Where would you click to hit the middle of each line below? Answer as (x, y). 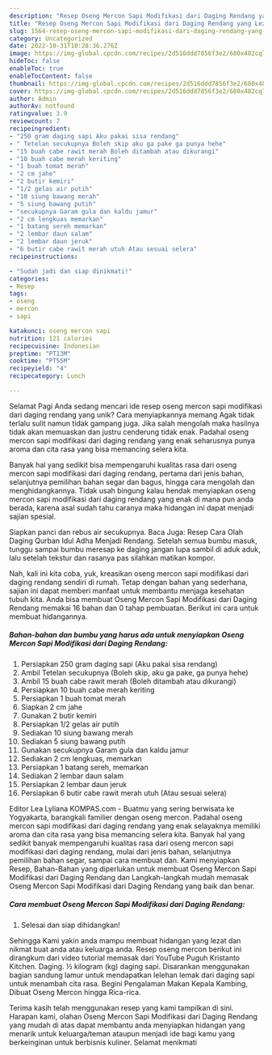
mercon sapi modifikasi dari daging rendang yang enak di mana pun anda (131, 499)
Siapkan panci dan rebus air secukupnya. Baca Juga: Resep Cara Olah (126, 532)
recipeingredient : (40, 129)
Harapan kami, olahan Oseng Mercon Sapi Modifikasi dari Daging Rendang (133, 1016)
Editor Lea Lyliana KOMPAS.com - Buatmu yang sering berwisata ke (122, 808)
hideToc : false (35, 61)
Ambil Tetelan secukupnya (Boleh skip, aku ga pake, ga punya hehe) (134, 672)
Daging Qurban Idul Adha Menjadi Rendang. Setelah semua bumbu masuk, (133, 540)
